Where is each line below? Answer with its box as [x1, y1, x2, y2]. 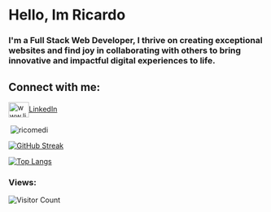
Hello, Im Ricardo [8, 6, 126, 24]
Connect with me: [8, 80, 101, 94]
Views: [8, 176, 37, 188]
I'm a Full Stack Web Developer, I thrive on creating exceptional [8, 35, 263, 46]
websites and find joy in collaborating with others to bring [8, 45, 242, 56]
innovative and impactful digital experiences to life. [8, 55, 216, 67]
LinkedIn [28, 104, 58, 114]
